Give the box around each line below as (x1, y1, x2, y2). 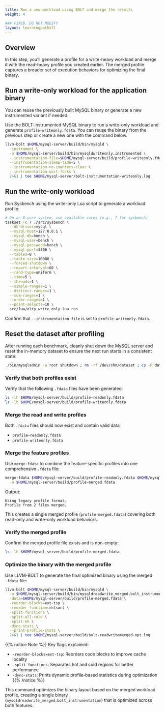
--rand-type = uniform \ (9, 270, 56, 275)
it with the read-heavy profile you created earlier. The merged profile (5, 62, 144, 68)
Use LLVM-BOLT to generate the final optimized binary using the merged (5, 572, 153, 578)
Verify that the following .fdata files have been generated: (5, 386, 123, 391)
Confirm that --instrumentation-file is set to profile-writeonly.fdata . (5, 316, 151, 322)
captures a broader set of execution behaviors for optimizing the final (5, 67, 146, 73)
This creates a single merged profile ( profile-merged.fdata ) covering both (5, 511, 156, 517)
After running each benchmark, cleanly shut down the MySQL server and (5, 343, 153, 349)
